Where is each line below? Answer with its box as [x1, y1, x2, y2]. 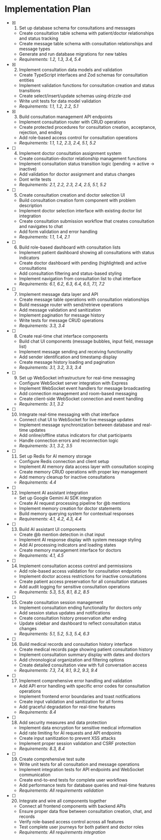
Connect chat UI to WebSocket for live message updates [19, 416, 134, 422]
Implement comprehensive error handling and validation [19, 677, 133, 684]
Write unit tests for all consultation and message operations [19, 761, 140, 767]
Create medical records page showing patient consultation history [19, 646, 153, 652]
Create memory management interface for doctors [19, 547, 121, 553]
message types [19, 46, 51, 52]
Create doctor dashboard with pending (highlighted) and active [19, 260, 147, 266]
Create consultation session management [19, 599, 104, 605]
